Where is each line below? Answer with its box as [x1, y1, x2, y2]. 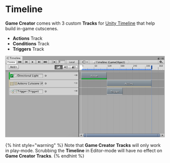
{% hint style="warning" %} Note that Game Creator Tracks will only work [5, 142, 161, 148]
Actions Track [12, 35, 43, 41]
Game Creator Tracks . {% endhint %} [5, 153, 84, 159]
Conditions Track [12, 40, 50, 46]
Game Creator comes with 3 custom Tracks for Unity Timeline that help [5, 20, 155, 26]
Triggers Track [12, 46, 45, 52]
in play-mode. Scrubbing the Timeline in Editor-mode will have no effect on [5, 147, 163, 154]
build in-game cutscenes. [5, 25, 59, 31]
